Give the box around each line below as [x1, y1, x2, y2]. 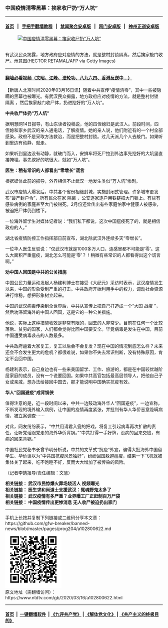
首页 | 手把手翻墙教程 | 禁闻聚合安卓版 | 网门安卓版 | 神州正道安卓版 [5, 23, 159, 29]
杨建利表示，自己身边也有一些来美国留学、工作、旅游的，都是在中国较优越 [5, 366, 158, 372]
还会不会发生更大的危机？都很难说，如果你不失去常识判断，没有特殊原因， [5, 349, 158, 355]
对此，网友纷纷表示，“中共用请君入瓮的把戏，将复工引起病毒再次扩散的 [5, 423, 152, 429]
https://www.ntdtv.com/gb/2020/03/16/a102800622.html [5, 594, 123, 600]
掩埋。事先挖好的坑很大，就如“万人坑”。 [9, 157, 92, 163]
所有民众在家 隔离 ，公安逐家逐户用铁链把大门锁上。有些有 [39, 195, 161, 201]
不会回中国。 [9, 355, 36, 361]
